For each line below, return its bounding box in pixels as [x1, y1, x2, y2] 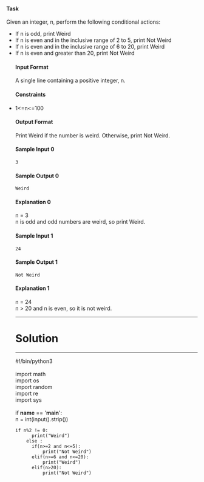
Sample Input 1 [15, 232, 53, 239]
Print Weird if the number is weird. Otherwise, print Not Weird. [15, 131, 171, 139]
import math [15, 370, 46, 377]
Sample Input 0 [15, 146, 55, 153]
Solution [15, 332, 59, 346]
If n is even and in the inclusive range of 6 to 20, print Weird [15, 43, 165, 50]
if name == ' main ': [15, 409, 63, 416]
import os [15, 377, 39, 384]
